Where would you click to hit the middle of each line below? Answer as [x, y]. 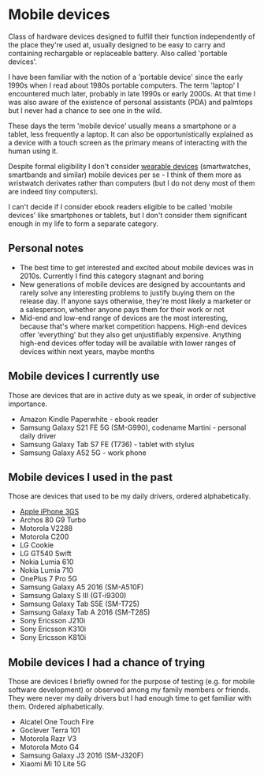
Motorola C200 [44, 537]
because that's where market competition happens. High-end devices [133, 326]
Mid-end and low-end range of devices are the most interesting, [124, 318]
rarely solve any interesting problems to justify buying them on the [127, 292]
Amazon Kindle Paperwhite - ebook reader [89, 419]
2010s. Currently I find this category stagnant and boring [112, 276]
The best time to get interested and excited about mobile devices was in [136, 267]
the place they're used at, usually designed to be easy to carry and [117, 44]
